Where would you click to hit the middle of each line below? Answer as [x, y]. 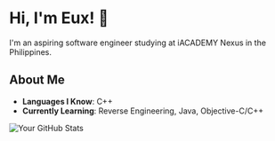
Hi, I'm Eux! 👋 [59, 18]
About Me [37, 80]
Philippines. [30, 51]
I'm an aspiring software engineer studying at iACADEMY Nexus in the [138, 43]
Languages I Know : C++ [67, 101]
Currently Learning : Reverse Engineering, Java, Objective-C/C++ [143, 111]
